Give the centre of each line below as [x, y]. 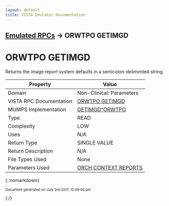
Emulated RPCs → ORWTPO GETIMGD [67, 36]
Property [40, 84]
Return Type [22, 143]
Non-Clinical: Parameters [108, 93]
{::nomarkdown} [22, 180]
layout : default [22, 10]
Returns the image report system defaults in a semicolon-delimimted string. [85, 72]
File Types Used [27, 159]
